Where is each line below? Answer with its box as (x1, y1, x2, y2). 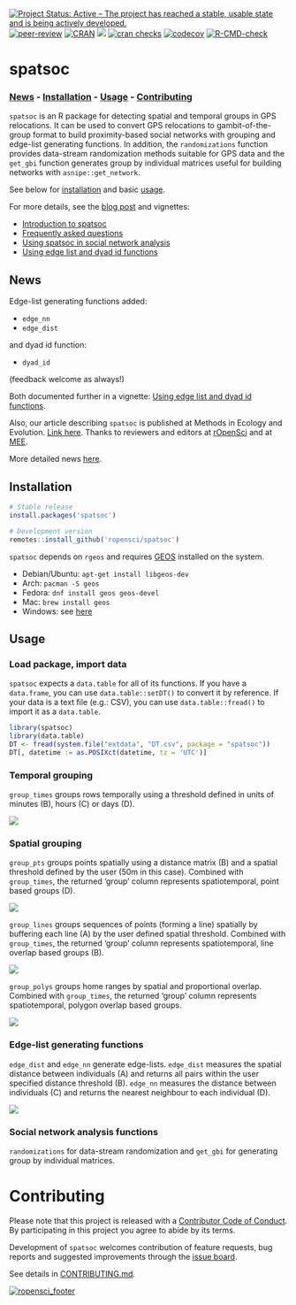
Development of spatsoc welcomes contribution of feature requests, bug (9, 1241, 273, 1252)
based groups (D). (9, 886, 76, 896)
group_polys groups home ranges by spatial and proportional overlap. (9, 981, 262, 992)
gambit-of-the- (216, 120, 272, 131)
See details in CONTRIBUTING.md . (9, 1268, 135, 1278)
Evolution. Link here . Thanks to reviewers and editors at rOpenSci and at (9, 427, 272, 438)
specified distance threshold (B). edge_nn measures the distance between (9, 1078, 277, 1088)
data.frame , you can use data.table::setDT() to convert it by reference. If (9, 687, 279, 698)
